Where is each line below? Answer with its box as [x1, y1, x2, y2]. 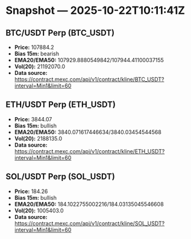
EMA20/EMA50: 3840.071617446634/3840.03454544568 [14, 128, 162, 136]
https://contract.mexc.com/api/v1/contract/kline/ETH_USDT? [14, 147, 165, 155]
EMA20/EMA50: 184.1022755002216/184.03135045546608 [14, 200, 164, 208]
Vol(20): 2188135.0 [14, 135, 63, 142]
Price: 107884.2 [14, 43, 55, 51]
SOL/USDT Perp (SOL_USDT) [5, 171, 115, 182]
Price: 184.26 [14, 188, 48, 195]
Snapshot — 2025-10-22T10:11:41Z [5, 4, 185, 18]
